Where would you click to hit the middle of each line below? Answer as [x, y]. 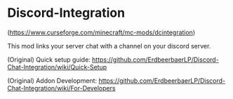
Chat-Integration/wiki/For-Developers [61, 88]
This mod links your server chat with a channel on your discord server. [109, 46]
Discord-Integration [66, 13]
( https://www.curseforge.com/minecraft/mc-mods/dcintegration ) [101, 32]
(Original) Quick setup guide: [49, 59]
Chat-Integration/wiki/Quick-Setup [57, 67]
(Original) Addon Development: [52, 80]
